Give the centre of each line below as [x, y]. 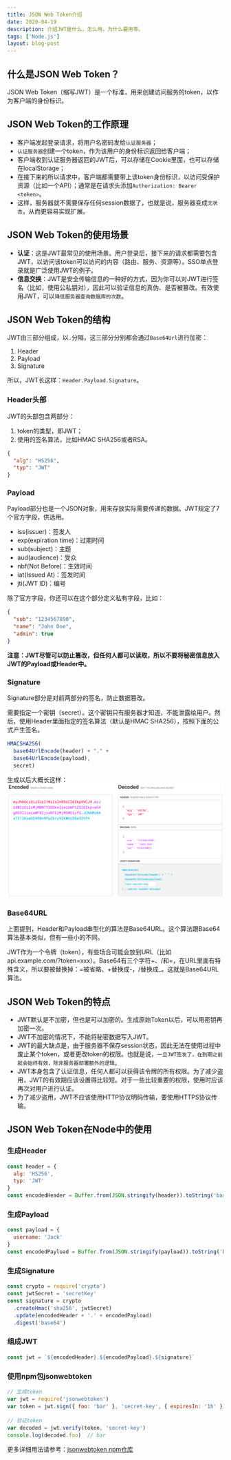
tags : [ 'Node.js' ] [33, 37]
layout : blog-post [33, 44]
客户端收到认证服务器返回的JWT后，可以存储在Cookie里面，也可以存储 [118, 159]
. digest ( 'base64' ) [40, 1323]
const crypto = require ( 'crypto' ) [57, 1286]
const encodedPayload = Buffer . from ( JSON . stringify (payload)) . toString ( [113, 1252]
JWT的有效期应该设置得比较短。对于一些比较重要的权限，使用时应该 [126, 1080]
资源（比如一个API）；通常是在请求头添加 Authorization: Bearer [107, 185]
